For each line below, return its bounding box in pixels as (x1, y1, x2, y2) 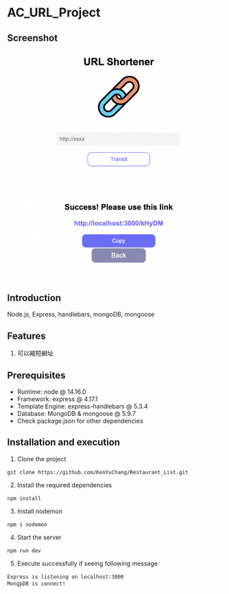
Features (7, 330, 46, 342)
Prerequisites (7, 369, 66, 381)
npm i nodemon (7, 521, 48, 528)
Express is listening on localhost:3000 (7, 573, 125, 580)
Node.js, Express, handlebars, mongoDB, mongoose (7, 310, 155, 319)
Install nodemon (16, 507, 63, 515)
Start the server (16, 533, 62, 541)
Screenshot (7, 32, 58, 44)
